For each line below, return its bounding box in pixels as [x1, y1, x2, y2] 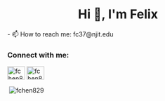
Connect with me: [7, 50, 70, 60]
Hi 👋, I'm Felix [78, 6, 158, 22]
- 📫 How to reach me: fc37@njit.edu [7, 29, 114, 38]
